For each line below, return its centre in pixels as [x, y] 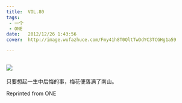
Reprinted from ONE [31, 93]
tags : [13, 17]
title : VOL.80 [25, 12]
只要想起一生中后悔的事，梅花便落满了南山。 [62, 81]
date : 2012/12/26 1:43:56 [42, 34]
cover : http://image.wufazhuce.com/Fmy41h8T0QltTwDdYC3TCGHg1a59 [91, 40]
